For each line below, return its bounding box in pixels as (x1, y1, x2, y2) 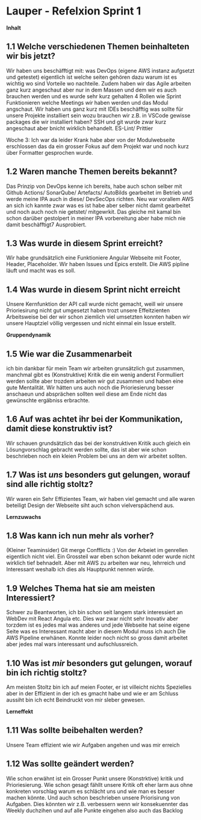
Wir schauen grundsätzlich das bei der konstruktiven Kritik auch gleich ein (6, 440, 191, 447)
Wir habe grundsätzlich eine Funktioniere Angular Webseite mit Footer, (6, 254, 182, 261)
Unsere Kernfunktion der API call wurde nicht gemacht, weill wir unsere (6, 300, 184, 308)
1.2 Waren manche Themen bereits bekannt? (6, 167, 178, 177)
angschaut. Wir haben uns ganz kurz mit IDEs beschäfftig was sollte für (6, 105, 184, 113)
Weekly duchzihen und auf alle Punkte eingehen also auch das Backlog (6, 807, 184, 814)
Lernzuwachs (6, 513, 42, 520)
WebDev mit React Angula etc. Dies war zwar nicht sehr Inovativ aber (6, 615, 179, 623)
